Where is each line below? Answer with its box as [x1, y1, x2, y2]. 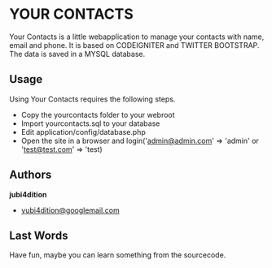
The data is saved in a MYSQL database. [9, 49, 146, 58]
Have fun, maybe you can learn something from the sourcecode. [9, 250, 226, 260]
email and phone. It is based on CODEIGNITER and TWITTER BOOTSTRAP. [9, 40, 260, 50]
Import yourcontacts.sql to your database [20, 119, 160, 128]
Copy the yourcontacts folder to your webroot [20, 110, 175, 119]
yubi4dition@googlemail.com [20, 205, 121, 215]
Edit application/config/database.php [20, 127, 146, 136]
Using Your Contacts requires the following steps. [9, 94, 176, 104]
